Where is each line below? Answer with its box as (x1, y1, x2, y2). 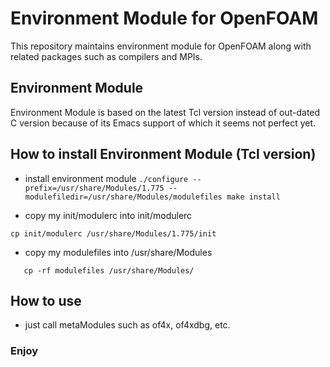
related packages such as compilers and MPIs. (10, 50, 203, 62)
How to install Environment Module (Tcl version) (10, 146, 317, 163)
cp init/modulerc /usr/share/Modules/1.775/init (10, 228, 217, 239)
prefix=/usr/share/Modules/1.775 (24, 183, 165, 193)
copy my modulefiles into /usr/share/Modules (24, 246, 213, 258)
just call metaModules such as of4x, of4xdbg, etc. (24, 319, 231, 331)
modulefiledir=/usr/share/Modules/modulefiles (24, 192, 223, 202)
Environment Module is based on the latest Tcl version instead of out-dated (10, 106, 321, 118)
